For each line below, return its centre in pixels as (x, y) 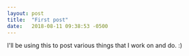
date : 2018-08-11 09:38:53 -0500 (58, 26)
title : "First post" (38, 20)
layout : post (26, 13)
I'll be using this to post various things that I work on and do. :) (95, 46)
